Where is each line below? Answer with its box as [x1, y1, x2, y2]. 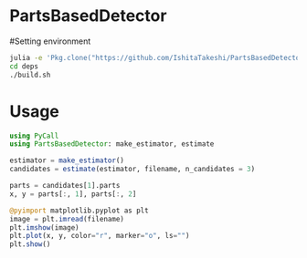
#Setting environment [9, 36, 91, 46]
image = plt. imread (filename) [9, 214, 125, 223]
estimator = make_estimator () [9, 156, 125, 165]
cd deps [9, 61, 39, 71]
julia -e [9, 53, 43, 62]
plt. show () [9, 240, 51, 249]
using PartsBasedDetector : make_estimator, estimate [9, 139, 215, 149]
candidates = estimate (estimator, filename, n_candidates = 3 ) [9, 165, 256, 174]
